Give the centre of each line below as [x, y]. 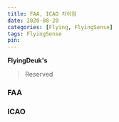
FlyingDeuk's [27, 60]
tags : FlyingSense [35, 34]
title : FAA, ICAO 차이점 [42, 14]
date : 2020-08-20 [33, 21]
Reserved [39, 74]
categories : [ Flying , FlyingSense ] [60, 27]
